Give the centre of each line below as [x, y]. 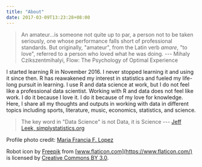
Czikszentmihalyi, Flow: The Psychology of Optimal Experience [99, 60]
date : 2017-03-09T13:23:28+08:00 [48, 17]
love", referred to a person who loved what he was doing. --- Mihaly [106, 53]
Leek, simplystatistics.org [53, 128]
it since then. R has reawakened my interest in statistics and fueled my [94, 78]
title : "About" [25, 12]
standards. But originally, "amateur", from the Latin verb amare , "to [104, 47]
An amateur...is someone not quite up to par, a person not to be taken [107, 34]
